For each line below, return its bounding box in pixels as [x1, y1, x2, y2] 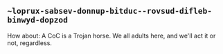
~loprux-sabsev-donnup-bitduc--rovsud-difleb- [7, 6, 213, 16]
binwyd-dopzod [7, 15, 68, 25]
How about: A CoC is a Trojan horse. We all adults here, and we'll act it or [7, 31, 216, 40]
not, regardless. [7, 38, 52, 47]
